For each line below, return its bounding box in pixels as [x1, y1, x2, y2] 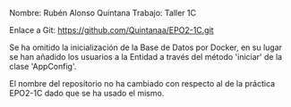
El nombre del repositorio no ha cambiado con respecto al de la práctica [9, 78, 276, 88]
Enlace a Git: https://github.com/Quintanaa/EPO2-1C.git [9, 25, 214, 35]
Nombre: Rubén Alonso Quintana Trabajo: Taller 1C [9, 8, 197, 18]
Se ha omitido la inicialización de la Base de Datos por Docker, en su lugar [9, 42, 283, 53]
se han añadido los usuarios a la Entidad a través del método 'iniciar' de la [9, 52, 283, 62]
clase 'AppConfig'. [9, 62, 77, 71]
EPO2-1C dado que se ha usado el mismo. [9, 88, 165, 98]
